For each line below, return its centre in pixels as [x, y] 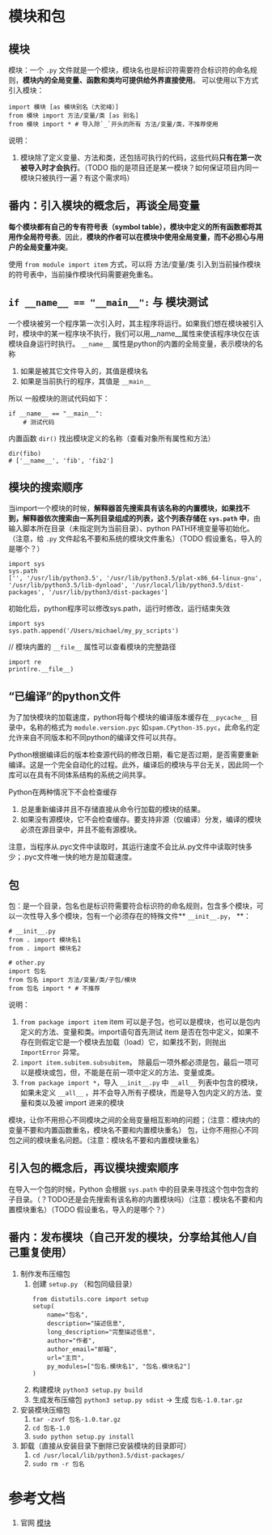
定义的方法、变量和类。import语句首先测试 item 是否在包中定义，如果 [136, 1032]
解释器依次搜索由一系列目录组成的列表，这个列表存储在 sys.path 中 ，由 [141, 518]
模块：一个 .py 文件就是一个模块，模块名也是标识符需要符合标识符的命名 [130, 70]
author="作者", [71, 1341]
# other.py [27, 963]
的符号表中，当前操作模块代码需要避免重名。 [83, 274]
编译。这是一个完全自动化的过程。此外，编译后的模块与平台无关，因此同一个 [136, 765]
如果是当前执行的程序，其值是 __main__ [85, 381]
